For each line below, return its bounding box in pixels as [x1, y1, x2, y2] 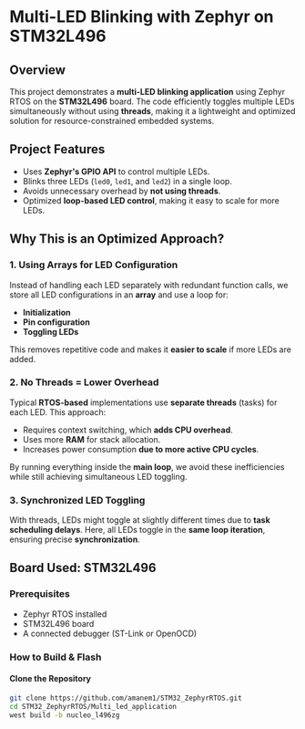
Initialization [22, 307, 71, 318]
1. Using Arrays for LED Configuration [9, 258, 178, 271]
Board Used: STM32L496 [9, 560, 157, 576]
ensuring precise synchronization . [9, 534, 141, 545]
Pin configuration [22, 317, 91, 328]
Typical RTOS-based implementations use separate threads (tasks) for [9, 397, 278, 408]
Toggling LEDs [22, 326, 79, 337]
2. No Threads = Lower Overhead [9, 376, 159, 389]
